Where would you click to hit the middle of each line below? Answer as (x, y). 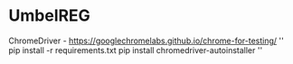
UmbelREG (50, 16)
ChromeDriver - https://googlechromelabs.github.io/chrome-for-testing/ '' (146, 41)
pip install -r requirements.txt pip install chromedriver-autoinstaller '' (136, 50)
